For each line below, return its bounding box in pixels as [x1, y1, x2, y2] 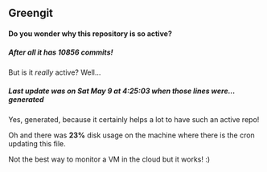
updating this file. [8, 138, 66, 148]
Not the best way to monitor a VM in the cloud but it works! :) [8, 154, 211, 164]
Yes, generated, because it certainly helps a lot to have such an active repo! [8, 114, 260, 124]
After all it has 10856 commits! [8, 47, 113, 57]
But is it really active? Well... [8, 68, 101, 77]
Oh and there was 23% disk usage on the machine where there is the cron [8, 130, 255, 140]
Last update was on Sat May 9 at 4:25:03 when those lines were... [8, 86, 236, 96]
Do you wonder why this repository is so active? [8, 28, 173, 39]
